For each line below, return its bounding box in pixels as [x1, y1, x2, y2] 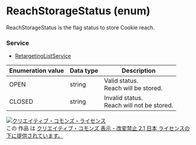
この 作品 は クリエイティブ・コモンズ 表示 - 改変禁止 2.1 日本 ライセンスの [6, 125, 190, 132]
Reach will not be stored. [104, 101, 173, 110]
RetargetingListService [14, 53, 72, 60]
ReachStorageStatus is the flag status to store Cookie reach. [6, 24, 155, 31]
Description [121, 67, 156, 75]
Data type [69, 67, 99, 75]
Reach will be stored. [104, 84, 163, 92]
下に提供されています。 [6, 132, 64, 140]
